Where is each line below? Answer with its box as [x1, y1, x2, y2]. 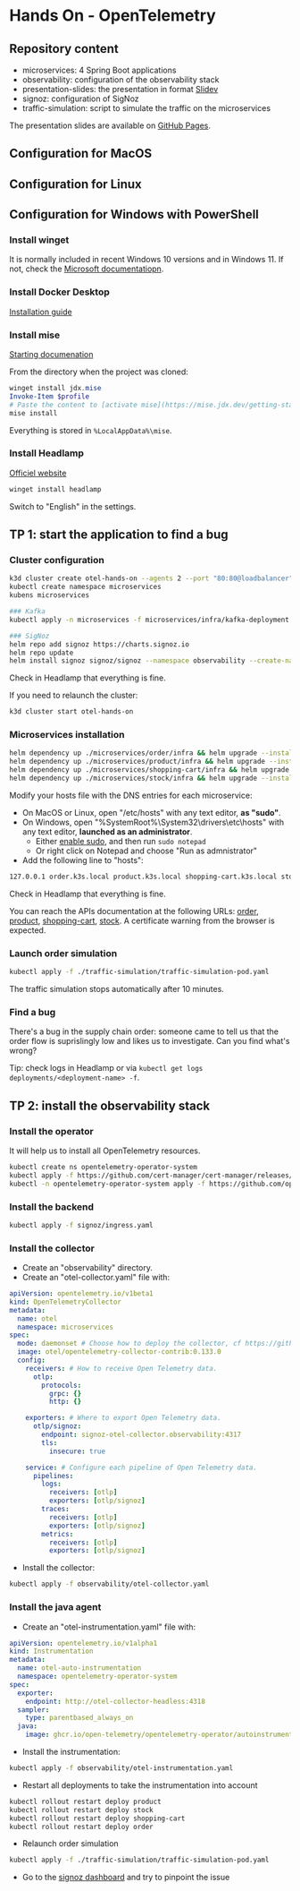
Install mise [9, 329, 61, 341]
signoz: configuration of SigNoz [21, 93, 140, 104]
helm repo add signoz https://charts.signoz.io [9, 639, 190, 649]
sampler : [17, 1705, 50, 1715]
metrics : [41, 1529, 74, 1538]
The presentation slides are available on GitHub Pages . [9, 120, 212, 131]
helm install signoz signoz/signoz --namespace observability [9, 656, 246, 665]
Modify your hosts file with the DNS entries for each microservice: [9, 790, 253, 800]
